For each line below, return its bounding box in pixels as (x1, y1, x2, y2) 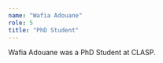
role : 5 (8, 19, 34, 27)
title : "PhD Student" (8, 26, 80, 34)
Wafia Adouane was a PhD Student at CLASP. (8, 48, 156, 57)
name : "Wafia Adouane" (8, 11, 83, 20)
